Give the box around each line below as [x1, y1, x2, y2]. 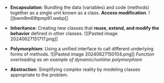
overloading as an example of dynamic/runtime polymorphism [10, 57, 142, 63]
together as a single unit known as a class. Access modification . [10, 10, 148, 16]
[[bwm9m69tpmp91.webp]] [10, 15, 68, 21]
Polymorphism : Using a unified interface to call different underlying [10, 46, 154, 51]
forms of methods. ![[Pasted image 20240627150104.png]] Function [10, 51, 155, 57]
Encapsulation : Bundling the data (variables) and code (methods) [10, 5, 150, 10]
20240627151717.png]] [10, 36, 58, 42]
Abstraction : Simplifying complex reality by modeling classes [10, 66, 140, 72]
